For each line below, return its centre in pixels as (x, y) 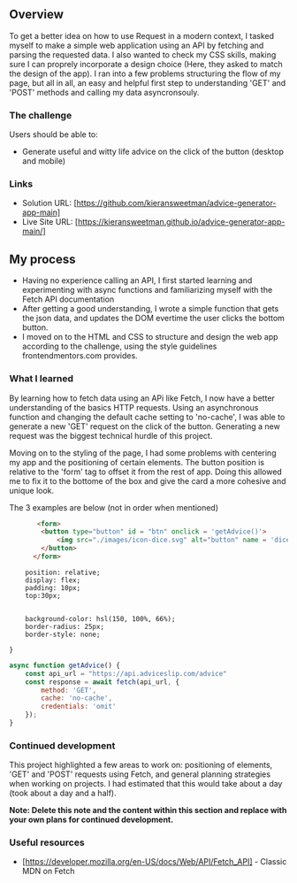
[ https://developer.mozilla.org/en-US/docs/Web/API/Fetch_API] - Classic (154, 862)
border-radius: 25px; (65, 626)
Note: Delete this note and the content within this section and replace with (148, 810)
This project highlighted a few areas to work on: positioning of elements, (141, 765)
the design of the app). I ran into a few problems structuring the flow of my (145, 73)
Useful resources (47, 842)
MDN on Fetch (48, 871)
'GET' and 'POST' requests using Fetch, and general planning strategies (140, 774)
